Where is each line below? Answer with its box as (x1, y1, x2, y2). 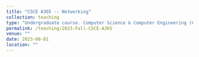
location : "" (6, 42, 38, 48)
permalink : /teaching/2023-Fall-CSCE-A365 (6, 25, 113, 31)
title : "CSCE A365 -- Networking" (6, 8, 92, 15)
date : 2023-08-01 (6, 36, 49, 42)
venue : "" (6, 31, 31, 37)
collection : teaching (6, 14, 60, 20)
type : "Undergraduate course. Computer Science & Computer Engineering (6, 20, 187, 26)
